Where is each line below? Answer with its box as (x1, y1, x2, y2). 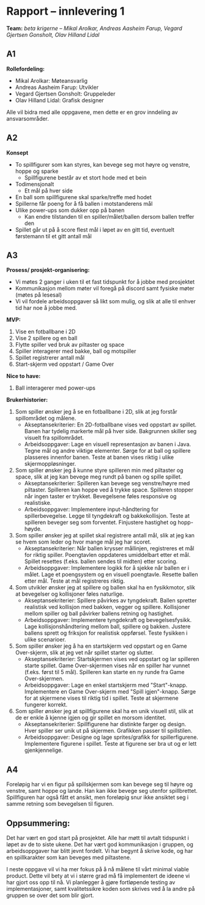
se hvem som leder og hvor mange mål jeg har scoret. (15, 538, 152, 546)
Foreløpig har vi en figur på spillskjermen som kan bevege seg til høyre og (6, 781, 193, 788)
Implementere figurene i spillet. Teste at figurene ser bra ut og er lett (24, 740, 197, 748)
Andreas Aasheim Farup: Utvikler (15, 83, 99, 91)
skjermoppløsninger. (24, 460, 76, 468)
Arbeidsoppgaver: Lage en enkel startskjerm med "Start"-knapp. (24, 681, 188, 689)
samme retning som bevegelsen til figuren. (6, 800, 114, 808)
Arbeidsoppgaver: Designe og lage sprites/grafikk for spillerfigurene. (24, 733, 199, 741)
